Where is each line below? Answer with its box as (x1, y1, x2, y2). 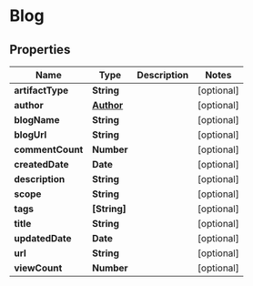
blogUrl (14, 128, 47, 141)
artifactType (14, 84, 69, 97)
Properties (9, 42, 71, 57)
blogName (14, 114, 60, 126)
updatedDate (14, 232, 72, 244)
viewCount (14, 261, 63, 274)
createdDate (14, 158, 69, 170)
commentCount (14, 143, 84, 156)
